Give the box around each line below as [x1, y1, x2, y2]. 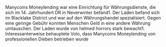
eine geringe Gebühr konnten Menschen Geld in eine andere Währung [5, 20, 151, 26]
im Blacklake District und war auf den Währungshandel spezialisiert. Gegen [5, 15, 161, 20]
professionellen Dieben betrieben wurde [5, 36, 89, 42]
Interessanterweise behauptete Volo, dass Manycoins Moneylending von [5, 31, 156, 36]
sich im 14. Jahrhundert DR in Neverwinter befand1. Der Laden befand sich [5, 9, 160, 15]
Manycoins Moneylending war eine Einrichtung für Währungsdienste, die [5, 4, 156, 10]
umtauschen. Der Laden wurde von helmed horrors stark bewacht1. [5, 25, 145, 31]
